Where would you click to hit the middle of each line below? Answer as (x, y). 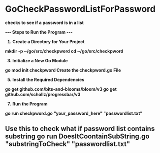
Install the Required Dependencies (48, 79)
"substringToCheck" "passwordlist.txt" (68, 144)
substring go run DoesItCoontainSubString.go (77, 137)
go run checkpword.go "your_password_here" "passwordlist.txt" (74, 113)
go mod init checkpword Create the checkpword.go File (63, 70)
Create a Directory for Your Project (48, 41)
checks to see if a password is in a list (45, 23)
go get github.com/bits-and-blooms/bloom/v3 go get (61, 89)
